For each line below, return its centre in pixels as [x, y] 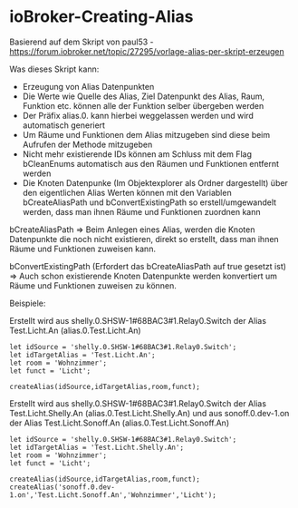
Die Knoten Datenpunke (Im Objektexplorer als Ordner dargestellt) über [155, 182]
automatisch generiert [64, 125]
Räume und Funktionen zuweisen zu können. [93, 285]
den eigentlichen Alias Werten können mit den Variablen [127, 192]
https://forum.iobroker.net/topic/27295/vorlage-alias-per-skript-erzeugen [147, 51]
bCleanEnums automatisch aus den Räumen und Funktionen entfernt [150, 163]
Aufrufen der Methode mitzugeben [87, 144]
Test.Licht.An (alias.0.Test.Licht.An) [76, 330]
